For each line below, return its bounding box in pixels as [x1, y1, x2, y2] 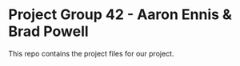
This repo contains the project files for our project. [8, 49, 174, 58]
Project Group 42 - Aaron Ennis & [8, 6, 232, 24]
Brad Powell [8, 22, 90, 41]
